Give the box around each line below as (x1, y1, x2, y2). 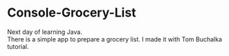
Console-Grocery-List (7, 5, 136, 21)
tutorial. (7, 42, 29, 50)
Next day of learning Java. (7, 28, 83, 36)
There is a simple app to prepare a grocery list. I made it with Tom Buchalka (7, 35, 223, 43)
